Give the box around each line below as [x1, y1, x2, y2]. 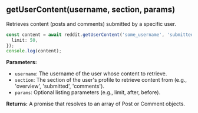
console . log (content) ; [6, 48, 62, 54]
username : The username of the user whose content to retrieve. [14, 70, 167, 77]
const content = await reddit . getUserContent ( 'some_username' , [6, 32, 165, 38]
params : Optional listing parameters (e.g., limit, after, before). [14, 89, 161, 96]
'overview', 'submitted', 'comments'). [14, 82, 105, 90]
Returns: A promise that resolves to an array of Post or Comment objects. [6, 100, 186, 108]
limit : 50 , [11, 37, 38, 43]
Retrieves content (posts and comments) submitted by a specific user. [6, 20, 177, 27]
